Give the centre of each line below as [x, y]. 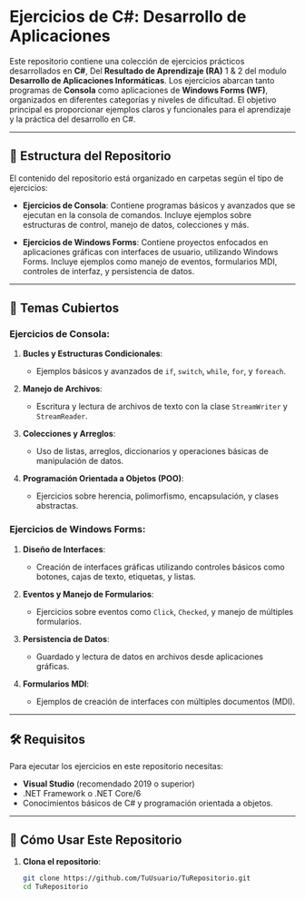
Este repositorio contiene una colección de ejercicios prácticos [127, 61]
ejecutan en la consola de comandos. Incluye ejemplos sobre [137, 214]
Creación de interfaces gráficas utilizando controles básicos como [160, 567]
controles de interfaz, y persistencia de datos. [108, 271]
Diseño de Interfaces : [64, 549]
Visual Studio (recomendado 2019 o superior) [108, 784]
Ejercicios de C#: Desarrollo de [128, 17]
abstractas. [57, 506]
